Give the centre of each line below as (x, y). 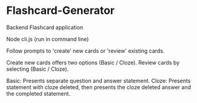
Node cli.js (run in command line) (48, 39)
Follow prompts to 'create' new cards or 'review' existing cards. (85, 51)
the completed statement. (38, 93)
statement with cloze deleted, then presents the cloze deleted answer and (98, 87)
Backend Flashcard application (45, 27)
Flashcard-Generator (61, 11)
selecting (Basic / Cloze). (38, 69)
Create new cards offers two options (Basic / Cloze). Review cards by (93, 62)
